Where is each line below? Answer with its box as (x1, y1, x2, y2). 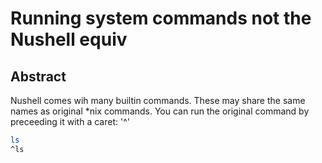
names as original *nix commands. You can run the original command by (10, 105, 310, 117)
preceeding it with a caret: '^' (10, 116, 130, 127)
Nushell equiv (10, 28, 128, 51)
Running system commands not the (10, 7, 312, 30)
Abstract (10, 68, 67, 85)
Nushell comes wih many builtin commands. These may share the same (10, 95, 306, 106)
